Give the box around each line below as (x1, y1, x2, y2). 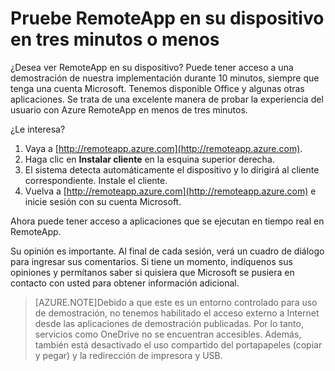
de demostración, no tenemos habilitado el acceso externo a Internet (34, 307, 320, 319)
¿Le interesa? (10, 123, 66, 135)
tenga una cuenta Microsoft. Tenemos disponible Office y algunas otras (10, 82, 305, 94)
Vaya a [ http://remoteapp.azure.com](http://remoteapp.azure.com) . (24, 142, 303, 154)
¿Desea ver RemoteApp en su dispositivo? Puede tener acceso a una (10, 61, 294, 73)
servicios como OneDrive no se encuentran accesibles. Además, (34, 328, 302, 340)
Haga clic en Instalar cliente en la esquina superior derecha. (24, 153, 275, 165)
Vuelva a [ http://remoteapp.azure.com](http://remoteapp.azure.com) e (24, 185, 317, 197)
